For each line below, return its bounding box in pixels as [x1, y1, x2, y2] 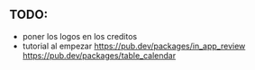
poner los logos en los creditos [22, 31, 138, 41]
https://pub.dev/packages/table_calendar [22, 49, 177, 61]
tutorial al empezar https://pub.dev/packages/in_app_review [22, 40, 246, 51]
